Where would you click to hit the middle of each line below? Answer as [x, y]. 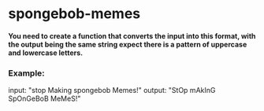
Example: [26, 73]
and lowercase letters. [46, 53]
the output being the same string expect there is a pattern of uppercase [128, 44]
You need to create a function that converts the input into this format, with [132, 35]
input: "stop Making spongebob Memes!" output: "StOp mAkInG [112, 91]
